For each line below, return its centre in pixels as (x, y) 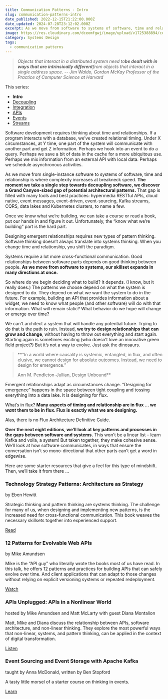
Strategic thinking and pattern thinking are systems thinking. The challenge (82, 504)
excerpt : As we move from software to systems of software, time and (79, 28)
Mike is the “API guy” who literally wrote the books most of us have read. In (82, 564)
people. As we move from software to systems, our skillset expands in (79, 267)
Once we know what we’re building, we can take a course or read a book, (81, 216)
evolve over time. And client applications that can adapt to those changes (81, 574)
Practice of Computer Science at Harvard (60, 77)
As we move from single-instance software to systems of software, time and (84, 174)
